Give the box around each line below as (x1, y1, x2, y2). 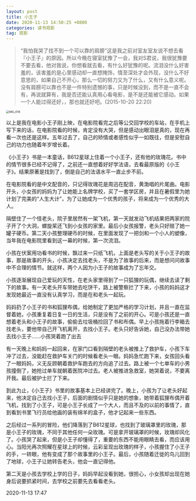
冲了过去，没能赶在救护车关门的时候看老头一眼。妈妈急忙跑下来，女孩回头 (6, 352, 185, 360)
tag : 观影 (6, 30, 28, 36)
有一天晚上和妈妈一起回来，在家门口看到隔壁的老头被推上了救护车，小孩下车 (6, 345, 190, 352)
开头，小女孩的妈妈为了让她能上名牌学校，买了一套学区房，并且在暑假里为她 (6, 188, 190, 195)
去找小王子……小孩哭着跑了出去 (6, 333, 82, 340)
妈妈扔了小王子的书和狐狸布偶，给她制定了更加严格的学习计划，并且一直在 (6, 304, 185, 311)
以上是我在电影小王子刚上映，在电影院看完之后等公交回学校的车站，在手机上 (6, 119, 190, 126)
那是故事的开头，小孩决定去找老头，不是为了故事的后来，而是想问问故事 (16, 257, 190, 264)
